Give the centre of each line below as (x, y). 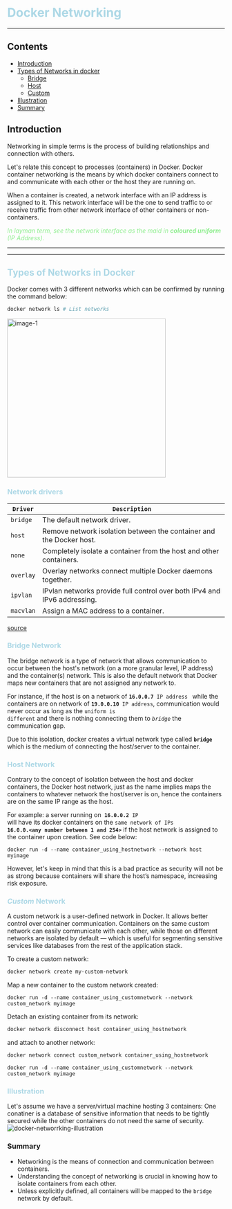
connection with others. (41, 153)
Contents (28, 47)
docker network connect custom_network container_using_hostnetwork (108, 1055)
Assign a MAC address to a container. (103, 611)
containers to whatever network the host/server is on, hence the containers (115, 794)
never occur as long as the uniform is (61, 710)
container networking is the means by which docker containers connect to (113, 174)
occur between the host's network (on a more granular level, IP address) (110, 668)
